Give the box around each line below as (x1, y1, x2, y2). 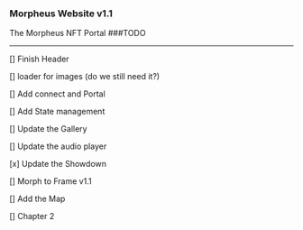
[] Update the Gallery (9, 124, 87, 134)
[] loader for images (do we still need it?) (9, 71, 161, 82)
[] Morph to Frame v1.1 (9, 176, 92, 187)
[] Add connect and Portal (9, 88, 106, 99)
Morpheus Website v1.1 (9, 7, 113, 20)
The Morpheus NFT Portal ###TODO (9, 28, 146, 39)
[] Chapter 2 (9, 211, 55, 222)
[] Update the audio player (9, 141, 107, 152)
